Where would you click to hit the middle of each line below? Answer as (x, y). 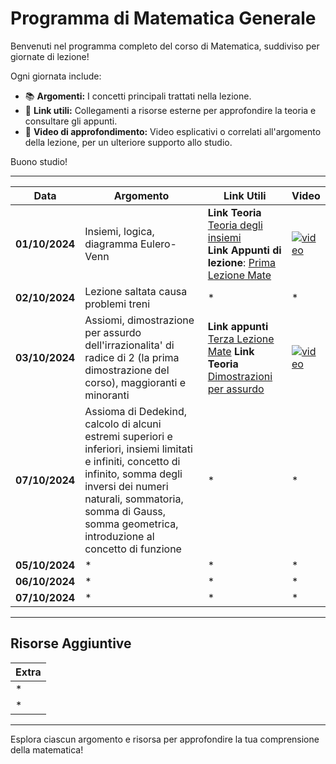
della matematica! (47, 749)
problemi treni (117, 304)
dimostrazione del (127, 370)
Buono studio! (39, 161)
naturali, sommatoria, (134, 499)
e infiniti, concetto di (132, 461)
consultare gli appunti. (71, 121)
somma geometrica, (131, 524)
